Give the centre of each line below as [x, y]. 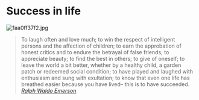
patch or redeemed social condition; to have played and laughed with [107, 71]
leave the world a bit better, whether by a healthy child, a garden [101, 65]
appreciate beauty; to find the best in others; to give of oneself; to [103, 58]
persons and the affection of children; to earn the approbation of [101, 46]
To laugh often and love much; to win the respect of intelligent [98, 39]
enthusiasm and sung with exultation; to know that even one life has [105, 78]
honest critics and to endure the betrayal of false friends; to [95, 52]
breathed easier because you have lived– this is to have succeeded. [105, 84]
